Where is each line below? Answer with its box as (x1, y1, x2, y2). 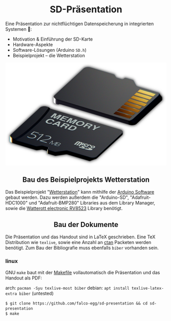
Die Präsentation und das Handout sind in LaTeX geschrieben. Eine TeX (5, 234, 156, 240)
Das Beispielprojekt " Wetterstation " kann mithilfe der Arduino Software (5, 189, 155, 195)
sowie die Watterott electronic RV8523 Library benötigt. (5, 205, 123, 212)
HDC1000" (5, 200, 28, 206)
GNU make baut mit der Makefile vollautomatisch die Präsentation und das (5, 269, 160, 275)
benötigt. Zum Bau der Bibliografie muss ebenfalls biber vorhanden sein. (5, 245, 159, 251)
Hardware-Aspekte (12, 41, 53, 47)
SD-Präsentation (50, 4, 122, 15)
